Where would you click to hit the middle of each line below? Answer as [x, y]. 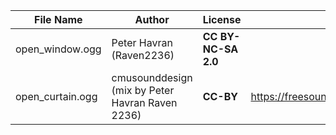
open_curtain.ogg [56, 96]
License [222, 19]
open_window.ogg [58, 49]
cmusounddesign [152, 77]
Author [152, 19]
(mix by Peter [143, 90]
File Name [58, 19]
